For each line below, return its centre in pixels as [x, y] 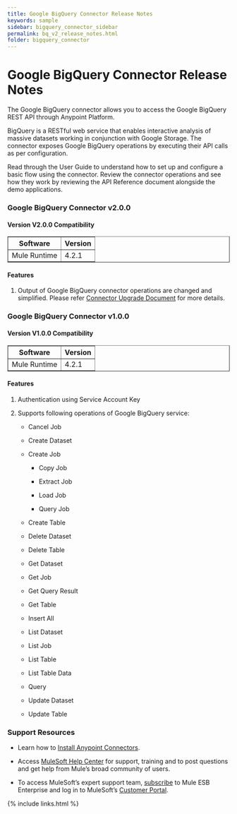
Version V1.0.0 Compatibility [50, 333]
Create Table [47, 522]
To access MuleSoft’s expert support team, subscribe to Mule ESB [114, 783]
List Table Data [50, 673]
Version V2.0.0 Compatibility [51, 225]
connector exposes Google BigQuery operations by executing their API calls [118, 146]
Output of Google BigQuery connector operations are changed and [115, 291]
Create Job [44, 454]
